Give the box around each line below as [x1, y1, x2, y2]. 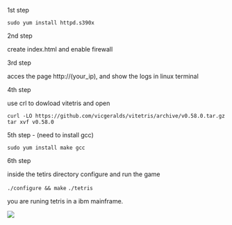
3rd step [7, 59, 31, 67]
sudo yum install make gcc [7, 144, 85, 151]
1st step [7, 6, 30, 14]
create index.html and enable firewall [7, 45, 113, 53]
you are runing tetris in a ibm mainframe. [7, 197, 124, 205]
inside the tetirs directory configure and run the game [7, 170, 161, 178]
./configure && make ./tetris [7, 185, 94, 192]
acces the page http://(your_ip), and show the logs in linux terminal [7, 72, 199, 80]
